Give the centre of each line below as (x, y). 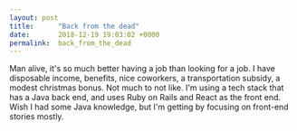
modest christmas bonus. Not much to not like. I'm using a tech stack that (147, 88)
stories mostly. (37, 117)
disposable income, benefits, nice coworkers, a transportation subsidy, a (145, 79)
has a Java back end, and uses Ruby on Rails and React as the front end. (145, 98)
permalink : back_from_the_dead (70, 43)
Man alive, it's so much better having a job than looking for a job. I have (143, 69)
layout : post (34, 18)
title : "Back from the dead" (75, 26)
